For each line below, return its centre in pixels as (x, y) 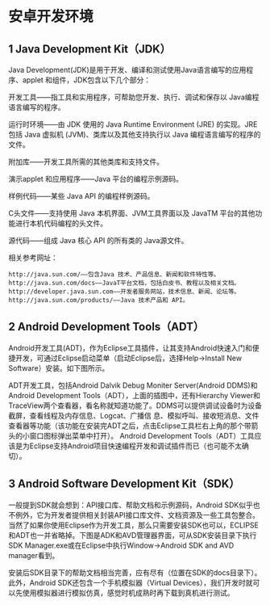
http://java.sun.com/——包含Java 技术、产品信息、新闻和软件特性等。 (114, 275)
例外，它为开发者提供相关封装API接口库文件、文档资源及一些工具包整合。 (137, 515)
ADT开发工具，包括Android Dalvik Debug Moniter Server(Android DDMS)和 (133, 385)
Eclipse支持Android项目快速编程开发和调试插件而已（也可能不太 (136, 446)
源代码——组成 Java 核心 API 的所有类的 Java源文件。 (98, 240)
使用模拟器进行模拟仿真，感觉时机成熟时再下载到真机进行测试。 (128, 592)
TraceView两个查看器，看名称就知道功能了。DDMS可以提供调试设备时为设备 (135, 405)
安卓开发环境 (51, 17)
